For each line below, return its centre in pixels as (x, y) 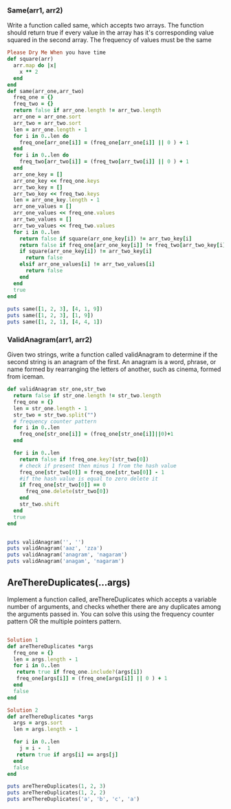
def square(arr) (30, 59)
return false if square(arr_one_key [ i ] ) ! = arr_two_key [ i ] (106, 239)
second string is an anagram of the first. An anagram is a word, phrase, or (112, 362)
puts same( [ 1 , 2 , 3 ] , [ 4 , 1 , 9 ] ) (55, 309)
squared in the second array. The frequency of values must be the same (109, 40)
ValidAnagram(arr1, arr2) (50, 339)
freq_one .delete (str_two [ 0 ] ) (67, 492)
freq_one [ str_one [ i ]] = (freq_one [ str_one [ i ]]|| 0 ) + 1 (97, 434)
